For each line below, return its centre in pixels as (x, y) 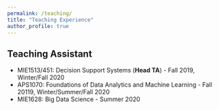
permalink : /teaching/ (40, 13)
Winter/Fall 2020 (41, 78)
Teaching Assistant (50, 54)
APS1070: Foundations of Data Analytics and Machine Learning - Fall (114, 85)
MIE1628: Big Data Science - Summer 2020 (79, 99)
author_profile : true (38, 26)
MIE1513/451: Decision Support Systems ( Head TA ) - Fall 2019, (106, 70)
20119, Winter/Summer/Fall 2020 (63, 92)
